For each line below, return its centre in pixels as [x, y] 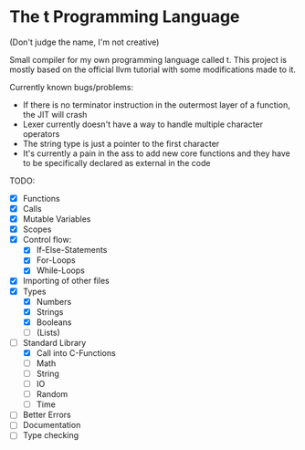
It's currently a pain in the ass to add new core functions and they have [156, 153]
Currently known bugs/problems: [72, 87]
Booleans [54, 322]
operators [41, 133]
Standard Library [54, 342]
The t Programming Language [125, 17]
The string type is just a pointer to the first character [121, 143]
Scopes [37, 229]
